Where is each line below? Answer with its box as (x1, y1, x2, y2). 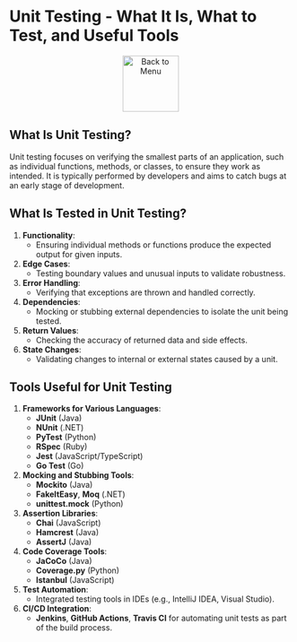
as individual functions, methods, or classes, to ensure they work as (9, 160, 261, 171)
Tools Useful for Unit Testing (9, 379, 172, 395)
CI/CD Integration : (22, 603, 92, 614)
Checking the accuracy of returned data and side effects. (35, 334, 249, 345)
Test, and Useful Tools (9, 25, 179, 46)
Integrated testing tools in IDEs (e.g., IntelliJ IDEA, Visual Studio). (35, 594, 275, 604)
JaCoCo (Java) (35, 556, 92, 567)
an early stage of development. (9, 179, 125, 190)
